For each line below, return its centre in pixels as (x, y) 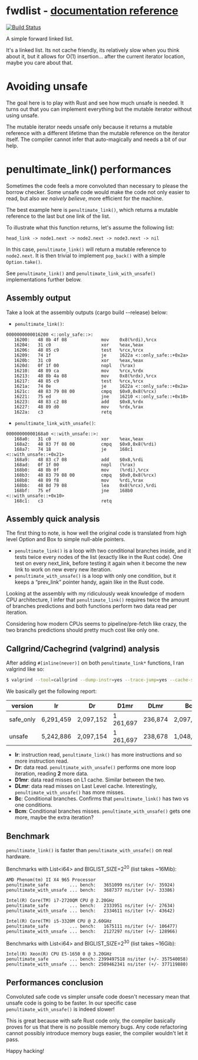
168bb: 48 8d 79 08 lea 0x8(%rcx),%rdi (85, 485)
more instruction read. (42, 761)
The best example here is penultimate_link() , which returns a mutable (92, 210)
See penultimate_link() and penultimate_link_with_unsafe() (81, 273)
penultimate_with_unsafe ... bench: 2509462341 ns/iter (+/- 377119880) (97, 964)
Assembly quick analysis (53, 519)
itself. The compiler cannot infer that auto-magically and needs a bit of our (96, 139)
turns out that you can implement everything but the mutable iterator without (99, 109)
